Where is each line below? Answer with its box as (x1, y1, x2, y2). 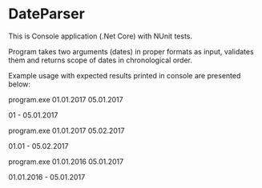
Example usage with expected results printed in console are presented (8, 70, 241, 80)
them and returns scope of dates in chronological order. (8, 55, 193, 65)
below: (8, 79, 30, 89)
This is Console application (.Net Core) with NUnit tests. (8, 31, 193, 41)
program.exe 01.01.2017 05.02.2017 (8, 126, 125, 135)
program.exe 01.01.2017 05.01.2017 (8, 94, 123, 104)
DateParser (8, 5, 86, 23)
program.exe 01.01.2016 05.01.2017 (8, 157, 124, 166)
